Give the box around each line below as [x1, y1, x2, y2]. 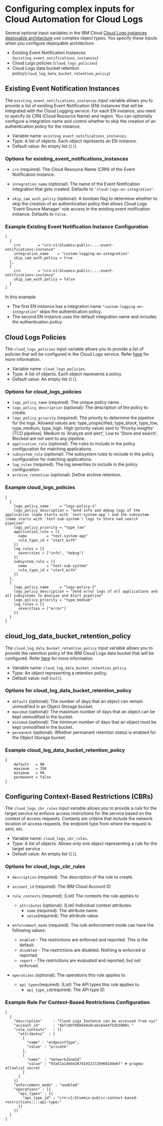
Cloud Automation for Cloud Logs [5, 14, 143, 25]
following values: [12, 927, 46, 934]
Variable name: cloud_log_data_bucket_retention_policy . [12, 665, 127, 670]
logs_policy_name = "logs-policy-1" [14, 503, 97, 509]
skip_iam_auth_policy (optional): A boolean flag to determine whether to [12, 196, 158, 202]
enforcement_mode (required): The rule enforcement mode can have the [12, 922, 154, 928]
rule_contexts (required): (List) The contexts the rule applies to [12, 893, 139, 899]
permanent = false [14, 775, 51, 780]
